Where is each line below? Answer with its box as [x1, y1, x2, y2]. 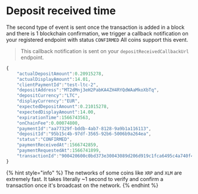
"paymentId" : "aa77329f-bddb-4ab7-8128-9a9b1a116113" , [16, 126, 151, 131]
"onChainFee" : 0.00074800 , [16, 120, 81, 126]
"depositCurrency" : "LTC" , [16, 93, 81, 98]
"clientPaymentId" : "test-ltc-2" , [16, 81, 99, 88]
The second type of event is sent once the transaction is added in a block [6, 24, 184, 31]
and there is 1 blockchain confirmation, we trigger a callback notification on [6, 29, 189, 37]
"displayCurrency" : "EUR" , [16, 98, 81, 104]
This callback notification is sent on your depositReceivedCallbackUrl [20, 47, 189, 54]
